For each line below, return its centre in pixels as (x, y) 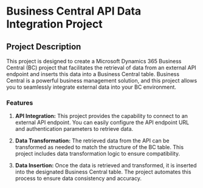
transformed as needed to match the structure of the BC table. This (99, 147)
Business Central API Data (74, 11)
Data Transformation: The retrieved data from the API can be (92, 141)
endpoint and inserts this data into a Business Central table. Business (93, 74)
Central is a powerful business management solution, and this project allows (102, 81)
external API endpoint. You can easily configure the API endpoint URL (102, 122)
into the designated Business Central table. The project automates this (103, 172)
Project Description (44, 47)
